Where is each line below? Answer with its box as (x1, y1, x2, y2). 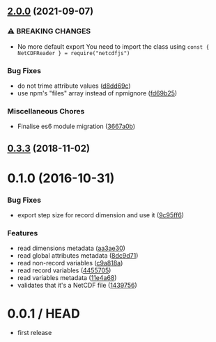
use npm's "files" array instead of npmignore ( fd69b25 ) (17, 88, 178, 97)
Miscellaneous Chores (7, 106, 85, 116)
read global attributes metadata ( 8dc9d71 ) (17, 251, 139, 260)
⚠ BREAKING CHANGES (7, 26, 91, 36)
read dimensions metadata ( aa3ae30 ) (17, 244, 125, 253)
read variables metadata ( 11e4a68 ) (17, 274, 117, 282)
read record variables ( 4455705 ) (17, 266, 111, 274)
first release (17, 329, 52, 337)
